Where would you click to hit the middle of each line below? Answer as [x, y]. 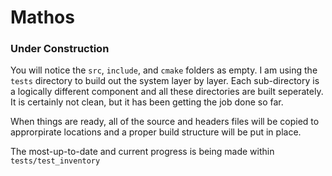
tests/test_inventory [55, 161]
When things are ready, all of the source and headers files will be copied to [165, 122]
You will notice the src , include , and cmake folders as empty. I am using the [164, 70]
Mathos [42, 17]
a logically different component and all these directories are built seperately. [167, 92]
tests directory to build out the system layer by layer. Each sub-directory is [165, 81]
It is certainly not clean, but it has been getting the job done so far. [147, 102]
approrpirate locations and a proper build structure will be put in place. [156, 132]
